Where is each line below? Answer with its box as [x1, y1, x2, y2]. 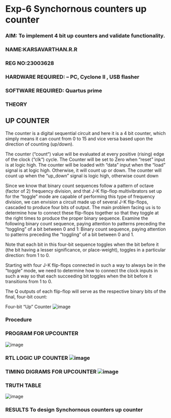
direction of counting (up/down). [5, 141, 74, 147]
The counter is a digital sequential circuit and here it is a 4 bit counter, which [5, 130, 166, 136]
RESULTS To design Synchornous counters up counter [5, 406, 143, 413]
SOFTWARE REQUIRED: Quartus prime [5, 87, 102, 94]
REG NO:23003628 [5, 59, 55, 66]
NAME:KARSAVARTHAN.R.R [5, 46, 78, 53]
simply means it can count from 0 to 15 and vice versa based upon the [5, 135, 153, 142]
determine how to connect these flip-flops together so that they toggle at [5, 210, 159, 216]
